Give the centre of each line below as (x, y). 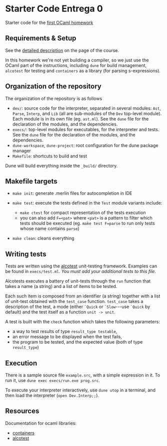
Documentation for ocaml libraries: (41, 423)
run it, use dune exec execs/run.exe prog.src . (52, 380)
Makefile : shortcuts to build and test (50, 156)
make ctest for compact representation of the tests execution (83, 212)
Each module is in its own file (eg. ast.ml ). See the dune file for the (80, 118)
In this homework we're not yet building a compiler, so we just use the (77, 60)
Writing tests (26, 254)
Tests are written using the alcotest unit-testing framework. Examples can (81, 266)
